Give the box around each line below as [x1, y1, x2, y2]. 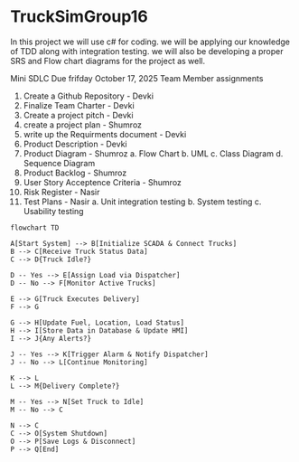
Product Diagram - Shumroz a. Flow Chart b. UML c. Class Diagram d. [23, 147, 284, 159]
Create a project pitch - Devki [23, 109, 134, 120]
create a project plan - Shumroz [23, 119, 143, 130]
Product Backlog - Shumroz [23, 167, 127, 178]
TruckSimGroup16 [10, 6, 148, 27]
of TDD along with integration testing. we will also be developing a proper [10, 45, 284, 56]
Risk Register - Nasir [23, 186, 100, 197]
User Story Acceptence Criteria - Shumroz [23, 176, 182, 187]
